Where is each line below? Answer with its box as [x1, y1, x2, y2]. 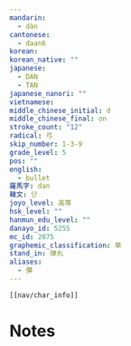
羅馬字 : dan [9, 182, 51, 191]
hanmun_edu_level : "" [9, 215, 91, 225]
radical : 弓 [9, 131, 53, 140]
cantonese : [9, 30, 51, 39]
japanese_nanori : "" [9, 89, 88, 98]
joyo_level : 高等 [9, 198, 72, 208]
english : [9, 165, 42, 174]
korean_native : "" [9, 55, 79, 64]
